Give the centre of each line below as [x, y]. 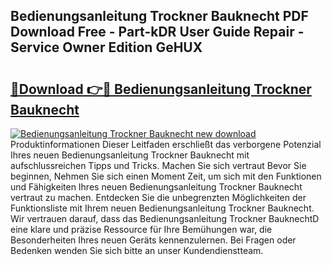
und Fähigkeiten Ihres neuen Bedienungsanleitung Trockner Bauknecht [156, 187]
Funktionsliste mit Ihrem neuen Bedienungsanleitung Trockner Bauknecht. [162, 208]
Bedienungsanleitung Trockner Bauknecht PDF [159, 16]
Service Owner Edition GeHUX [106, 47]
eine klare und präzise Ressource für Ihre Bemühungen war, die [141, 229]
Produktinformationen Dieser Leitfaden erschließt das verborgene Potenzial [166, 144]
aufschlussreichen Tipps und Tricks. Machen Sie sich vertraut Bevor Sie [158, 165]
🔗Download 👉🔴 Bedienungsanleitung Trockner [161, 89]
